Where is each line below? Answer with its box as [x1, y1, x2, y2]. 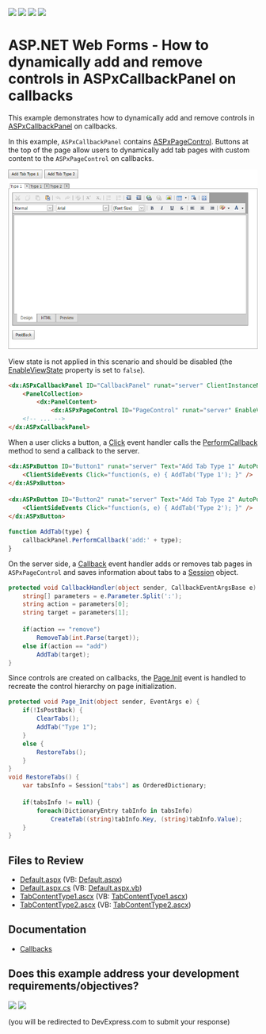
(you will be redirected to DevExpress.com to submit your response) [8, 1017, 230, 1026]
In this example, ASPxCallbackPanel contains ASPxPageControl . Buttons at [8, 136, 249, 146]
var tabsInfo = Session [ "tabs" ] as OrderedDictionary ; [22, 782, 207, 790]
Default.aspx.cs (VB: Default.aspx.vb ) [19, 883, 142, 893]
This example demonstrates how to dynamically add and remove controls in [8, 113, 255, 122]
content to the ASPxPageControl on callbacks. [8, 153, 154, 163]
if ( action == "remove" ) [22, 626, 101, 634]
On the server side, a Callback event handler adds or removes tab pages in [8, 559, 253, 569]
